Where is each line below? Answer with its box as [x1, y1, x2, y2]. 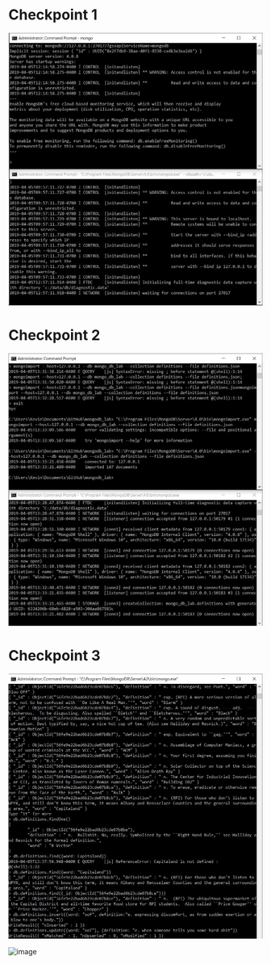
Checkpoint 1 [8, 6, 98, 24]
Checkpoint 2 [8, 325, 101, 344]
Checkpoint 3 [8, 646, 101, 664]
